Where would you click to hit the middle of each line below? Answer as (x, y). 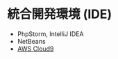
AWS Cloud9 (35, 49)
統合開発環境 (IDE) (60, 14)
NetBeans (32, 41)
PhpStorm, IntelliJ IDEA (50, 34)
